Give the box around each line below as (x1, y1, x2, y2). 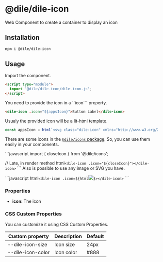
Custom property (8, 233, 49, 240)
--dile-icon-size (7, 241, 48, 248)
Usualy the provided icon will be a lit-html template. (5, 118, 108, 124)
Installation (5, 33, 40, 42)
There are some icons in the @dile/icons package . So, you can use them (5, 136, 150, 142)
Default (86, 233, 104, 240)
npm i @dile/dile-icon (5, 46, 51, 51)
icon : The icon (12, 198, 41, 204)
